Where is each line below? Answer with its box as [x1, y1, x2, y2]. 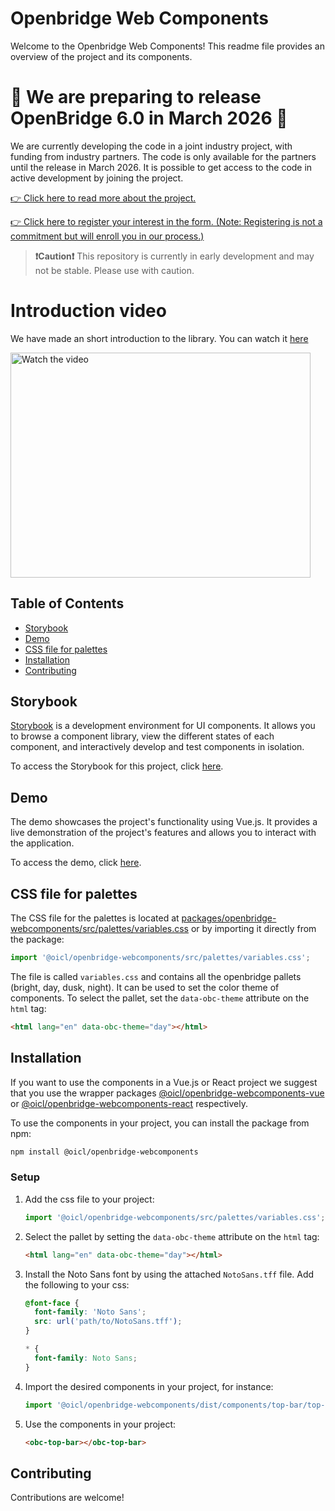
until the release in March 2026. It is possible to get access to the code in [10, 161, 313, 173]
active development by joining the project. [10, 172, 184, 184]
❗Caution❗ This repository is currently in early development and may [34, 250, 315, 262]
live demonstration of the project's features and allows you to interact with [10, 827, 317, 839]
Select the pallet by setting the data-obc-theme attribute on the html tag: [24, 1230, 320, 1242]
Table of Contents [10, 595, 125, 612]
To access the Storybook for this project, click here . [10, 760, 224, 772]
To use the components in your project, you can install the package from [10, 1117, 310, 1129]
